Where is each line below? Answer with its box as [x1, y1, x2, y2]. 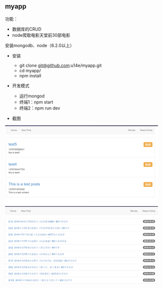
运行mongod [19, 93, 45, 99]
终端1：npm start [19, 99, 53, 105]
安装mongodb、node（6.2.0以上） [5, 42, 74, 48]
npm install [19, 73, 41, 78]
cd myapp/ [19, 67, 41, 73]
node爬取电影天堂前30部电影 [12, 32, 70, 38]
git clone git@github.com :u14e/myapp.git [19, 62, 102, 68]
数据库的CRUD [12, 26, 42, 32]
